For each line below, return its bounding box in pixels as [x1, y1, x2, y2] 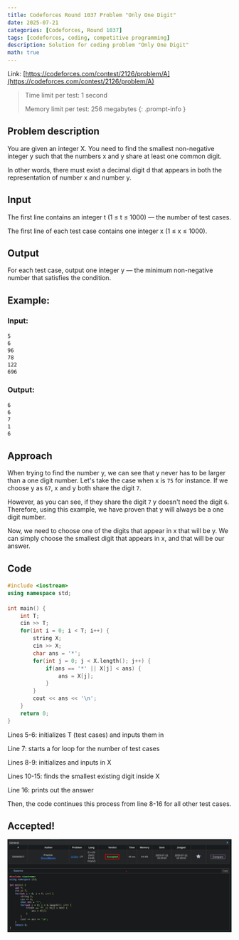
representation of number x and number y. [7, 173, 132, 182]
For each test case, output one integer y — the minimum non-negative [7, 266, 213, 274]
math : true [7, 49, 40, 56]
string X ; [33, 635, 62, 642]
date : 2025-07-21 [7, 19, 59, 26]
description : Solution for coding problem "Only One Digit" [7, 41, 190, 49]
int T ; [20, 612, 40, 619]
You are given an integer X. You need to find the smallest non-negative [7, 144, 215, 153]
